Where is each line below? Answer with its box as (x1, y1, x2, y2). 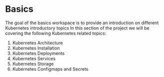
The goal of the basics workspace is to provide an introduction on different (5, 20, 159, 26)
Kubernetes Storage (12, 61, 54, 67)
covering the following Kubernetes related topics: (5, 30, 106, 36)
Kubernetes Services (12, 55, 56, 61)
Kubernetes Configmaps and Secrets (12, 66, 89, 72)
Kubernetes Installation (12, 45, 60, 51)
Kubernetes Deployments (12, 50, 65, 56)
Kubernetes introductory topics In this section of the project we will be (5, 25, 150, 31)
